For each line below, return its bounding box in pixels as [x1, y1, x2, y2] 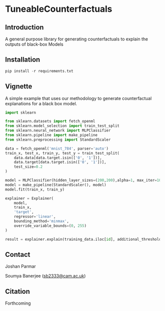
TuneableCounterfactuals [5, 3, 112, 15]
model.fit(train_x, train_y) [5, 187, 65, 192]
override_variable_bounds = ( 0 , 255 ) [14, 223, 87, 228]
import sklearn [5, 110, 36, 115]
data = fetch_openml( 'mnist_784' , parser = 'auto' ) [5, 146, 109, 151]
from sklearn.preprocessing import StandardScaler [5, 137, 111, 142]
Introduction [5, 23, 44, 31]
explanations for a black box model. [5, 100, 78, 106]
